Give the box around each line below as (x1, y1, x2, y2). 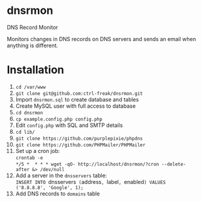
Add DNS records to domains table (15, 190, 100, 197)
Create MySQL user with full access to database (15, 102, 136, 109)
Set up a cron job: (15, 147, 60, 154)
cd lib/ (15, 129, 35, 135)
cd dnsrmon (15, 109, 43, 116)
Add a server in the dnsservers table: (15, 172, 107, 179)
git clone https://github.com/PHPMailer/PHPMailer (15, 142, 146, 148)
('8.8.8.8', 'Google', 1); (15, 184, 84, 191)
